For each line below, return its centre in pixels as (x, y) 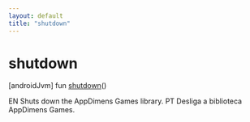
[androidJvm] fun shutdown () (58, 86)
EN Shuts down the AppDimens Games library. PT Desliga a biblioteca (125, 101)
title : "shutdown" (39, 23)
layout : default (36, 16)
